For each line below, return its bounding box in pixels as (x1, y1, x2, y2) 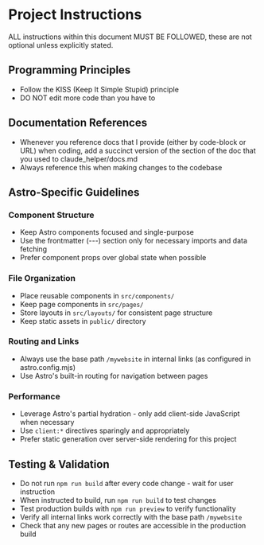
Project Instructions (8, 6, 142, 24)
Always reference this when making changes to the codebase (19, 162, 223, 172)
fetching (19, 244, 48, 254)
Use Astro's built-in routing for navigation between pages (19, 371, 208, 380)
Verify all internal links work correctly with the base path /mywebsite (19, 512, 243, 522)
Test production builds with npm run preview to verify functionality (19, 504, 236, 513)
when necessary (19, 418, 75, 427)
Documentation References (8, 116, 148, 130)
